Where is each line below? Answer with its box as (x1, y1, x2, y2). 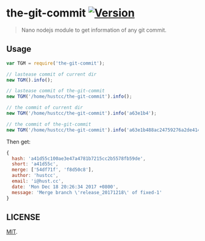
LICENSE (6, 212, 41, 222)
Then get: (6, 138, 31, 145)
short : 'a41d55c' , (12, 161, 59, 167)
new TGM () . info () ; (6, 77, 53, 83)
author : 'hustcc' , (12, 173, 59, 179)
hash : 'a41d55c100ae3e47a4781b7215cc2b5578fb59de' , (12, 156, 146, 162)
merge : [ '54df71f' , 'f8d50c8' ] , (12, 167, 95, 173)
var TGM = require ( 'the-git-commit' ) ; (6, 60, 105, 67)
